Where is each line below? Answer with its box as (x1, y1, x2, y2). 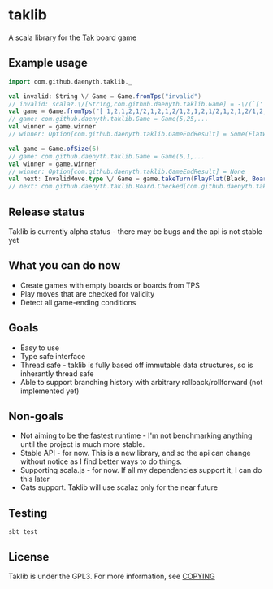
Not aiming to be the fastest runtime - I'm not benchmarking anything (19, 431, 253, 440)
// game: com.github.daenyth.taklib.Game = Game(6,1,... (8, 152, 206, 160)
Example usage (8, 56, 88, 70)
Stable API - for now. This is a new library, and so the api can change (19, 448, 251, 458)
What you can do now (8, 258, 121, 273)
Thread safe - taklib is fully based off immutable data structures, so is (19, 360, 253, 370)
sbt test (8, 528, 38, 536)
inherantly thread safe (19, 368, 94, 379)
